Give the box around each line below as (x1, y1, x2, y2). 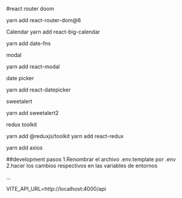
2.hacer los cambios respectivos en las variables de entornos (6, 162, 157, 169)
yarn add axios (6, 144, 43, 151)
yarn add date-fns (6, 40, 51, 47)
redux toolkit (6, 121, 37, 128)
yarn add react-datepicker (6, 86, 71, 93)
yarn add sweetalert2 (6, 109, 59, 116)
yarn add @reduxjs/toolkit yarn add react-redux (6, 133, 124, 139)
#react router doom (6, 5, 54, 12)
